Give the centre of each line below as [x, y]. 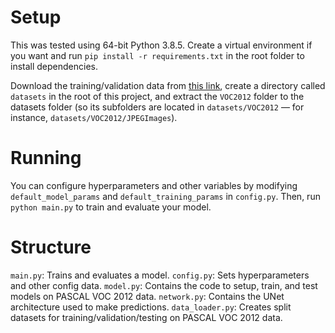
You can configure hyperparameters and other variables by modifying [154, 185]
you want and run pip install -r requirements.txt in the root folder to [157, 55]
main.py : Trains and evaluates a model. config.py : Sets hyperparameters [160, 275]
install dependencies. [54, 66]
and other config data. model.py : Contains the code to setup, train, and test [164, 285]
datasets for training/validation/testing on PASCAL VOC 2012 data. [146, 317]
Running [46, 158]
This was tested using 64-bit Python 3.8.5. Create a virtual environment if [161, 45]
